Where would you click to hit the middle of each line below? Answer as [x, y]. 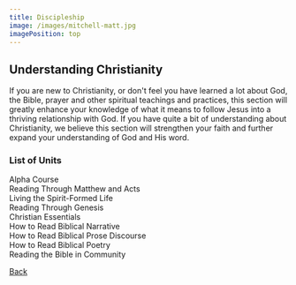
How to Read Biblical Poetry [60, 245]
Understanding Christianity [86, 69]
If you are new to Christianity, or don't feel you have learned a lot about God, [148, 91]
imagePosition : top [45, 34]
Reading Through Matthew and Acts [75, 189]
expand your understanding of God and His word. [99, 138]
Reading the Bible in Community [68, 255]
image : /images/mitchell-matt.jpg [73, 26]
